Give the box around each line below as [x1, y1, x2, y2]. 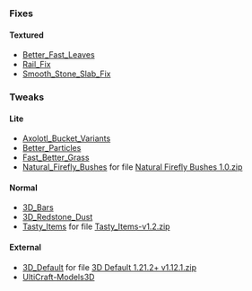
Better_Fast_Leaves [22, 49, 96, 60]
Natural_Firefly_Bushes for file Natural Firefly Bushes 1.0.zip [22, 162, 243, 172]
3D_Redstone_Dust [22, 212, 93, 223]
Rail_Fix [22, 59, 51, 70]
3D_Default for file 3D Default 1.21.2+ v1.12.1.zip [22, 261, 197, 272]
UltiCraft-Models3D [22, 271, 95, 282]
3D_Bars [22, 202, 54, 213]
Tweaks [9, 91, 45, 103]
